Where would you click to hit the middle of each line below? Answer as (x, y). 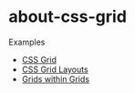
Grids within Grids (56, 78)
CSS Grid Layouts (55, 69)
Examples (27, 42)
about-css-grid (67, 17)
